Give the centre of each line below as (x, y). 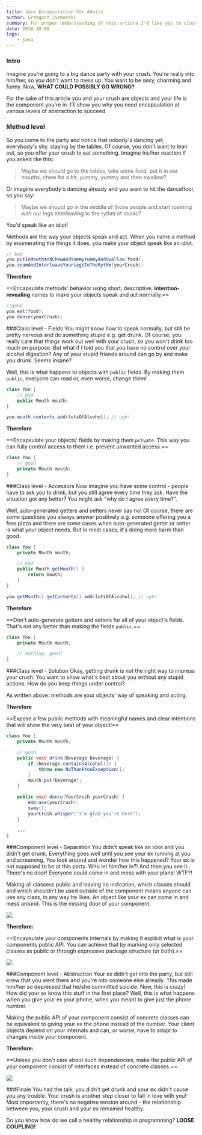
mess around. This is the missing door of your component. (79, 904)
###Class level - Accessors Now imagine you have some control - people (97, 486)
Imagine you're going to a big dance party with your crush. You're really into (100, 74)
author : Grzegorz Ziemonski (41, 17)
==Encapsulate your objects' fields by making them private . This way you (98, 441)
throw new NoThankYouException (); (81, 769)
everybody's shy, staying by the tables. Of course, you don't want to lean (97, 146)
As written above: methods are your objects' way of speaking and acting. (97, 695)
